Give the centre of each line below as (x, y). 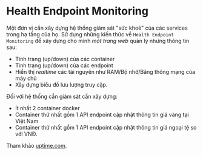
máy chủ (26, 78)
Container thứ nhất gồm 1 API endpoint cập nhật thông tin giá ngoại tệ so (106, 127)
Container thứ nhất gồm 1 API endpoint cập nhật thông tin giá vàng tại (102, 114)
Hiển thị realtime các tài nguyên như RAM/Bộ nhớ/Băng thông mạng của (105, 71)
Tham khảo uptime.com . (37, 145)
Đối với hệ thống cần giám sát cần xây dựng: (62, 96)
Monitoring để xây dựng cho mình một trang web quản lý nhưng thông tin (98, 41)
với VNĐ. (26, 134)
